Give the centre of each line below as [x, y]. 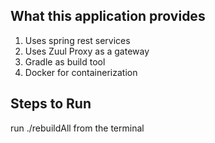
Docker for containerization [81, 72]
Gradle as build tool [65, 61]
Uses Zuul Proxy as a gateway [87, 51]
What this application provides [108, 16]
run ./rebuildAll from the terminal [77, 128]
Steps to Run [51, 104]
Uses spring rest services [77, 40]
